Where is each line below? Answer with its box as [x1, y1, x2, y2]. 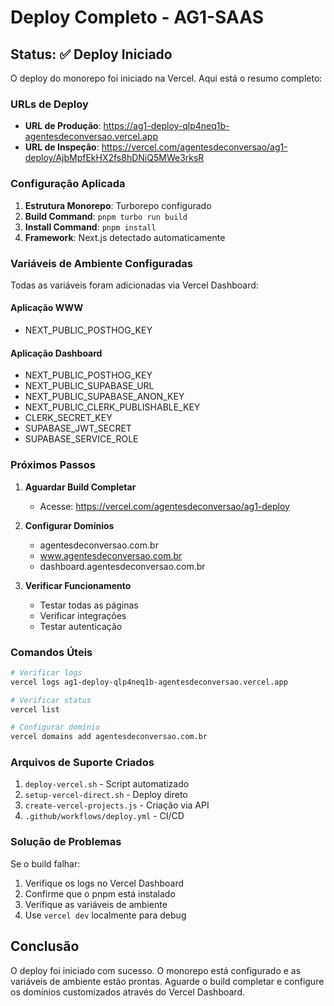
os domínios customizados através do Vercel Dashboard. [10, 986, 246, 998]
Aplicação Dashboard [10, 347, 103, 359]
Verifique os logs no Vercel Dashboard [24, 877, 185, 889]
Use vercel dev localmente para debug [24, 909, 187, 921]
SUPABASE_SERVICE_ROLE [24, 433, 139, 445]
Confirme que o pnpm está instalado [24, 887, 176, 900]
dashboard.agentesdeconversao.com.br [39, 560, 206, 572]
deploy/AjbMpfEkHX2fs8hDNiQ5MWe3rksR [24, 152, 205, 164]
